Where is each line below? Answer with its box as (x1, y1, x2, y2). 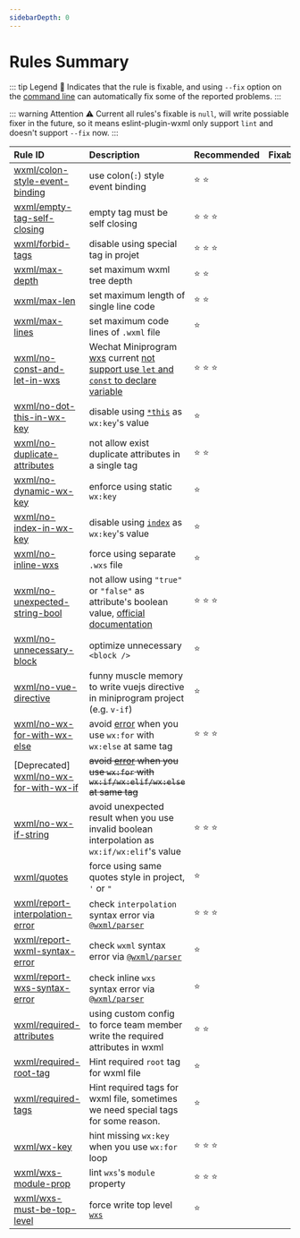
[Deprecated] (13, 758, 71, 771)
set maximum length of (88, 288, 186, 301)
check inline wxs (88, 971, 156, 984)
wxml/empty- (13, 201, 72, 213)
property (88, 1177, 127, 1190)
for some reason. (88, 1114, 161, 1127)
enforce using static (88, 480, 172, 492)
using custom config (88, 1007, 176, 1020)
